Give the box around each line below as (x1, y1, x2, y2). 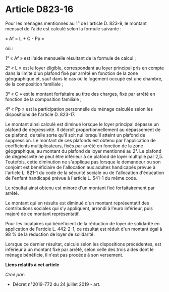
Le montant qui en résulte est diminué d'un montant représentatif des (5, 200, 150, 206)
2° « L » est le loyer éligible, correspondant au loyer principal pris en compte (5, 65, 164, 71)
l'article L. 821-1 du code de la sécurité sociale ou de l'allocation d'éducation (5, 170, 164, 176)
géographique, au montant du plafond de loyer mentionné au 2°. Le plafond (5, 148, 161, 154)
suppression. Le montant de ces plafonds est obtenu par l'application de (5, 137, 156, 143)
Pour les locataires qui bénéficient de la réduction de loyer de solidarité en (5, 220, 160, 226)
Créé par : (5, 271, 25, 277)
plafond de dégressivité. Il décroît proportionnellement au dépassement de (5, 127, 161, 133)
